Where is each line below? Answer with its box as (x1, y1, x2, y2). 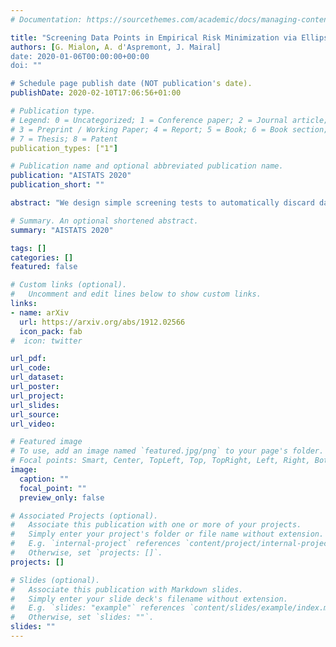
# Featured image (10, 437, 83, 447)
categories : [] (10, 252, 74, 263)
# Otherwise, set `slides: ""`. (10, 612, 155, 623)
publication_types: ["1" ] (10, 143, 118, 153)
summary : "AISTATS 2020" (10, 225, 114, 235)
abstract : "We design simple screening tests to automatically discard (10, 198, 315, 208)
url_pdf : (10, 354, 47, 364)
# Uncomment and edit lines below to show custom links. (10, 289, 262, 300)
